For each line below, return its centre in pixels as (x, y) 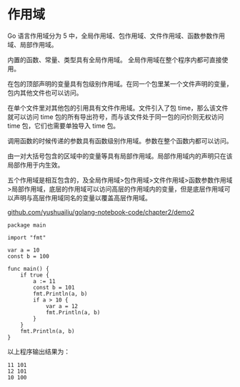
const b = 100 (29, 256)
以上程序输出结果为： (39, 351)
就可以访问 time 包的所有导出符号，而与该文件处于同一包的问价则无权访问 (116, 117)
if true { (35, 275)
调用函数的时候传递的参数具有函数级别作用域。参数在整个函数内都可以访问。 (120, 140)
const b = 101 (54, 287)
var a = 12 (62, 306)
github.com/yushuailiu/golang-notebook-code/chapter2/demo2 (101, 212)
